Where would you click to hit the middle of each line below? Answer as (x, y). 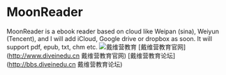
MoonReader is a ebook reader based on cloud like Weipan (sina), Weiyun (113, 31)
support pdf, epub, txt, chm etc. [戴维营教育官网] (96, 47)
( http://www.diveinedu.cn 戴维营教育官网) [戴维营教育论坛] (91, 56)
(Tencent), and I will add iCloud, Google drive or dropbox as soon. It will (110, 38)
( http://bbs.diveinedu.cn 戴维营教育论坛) (65, 64)
